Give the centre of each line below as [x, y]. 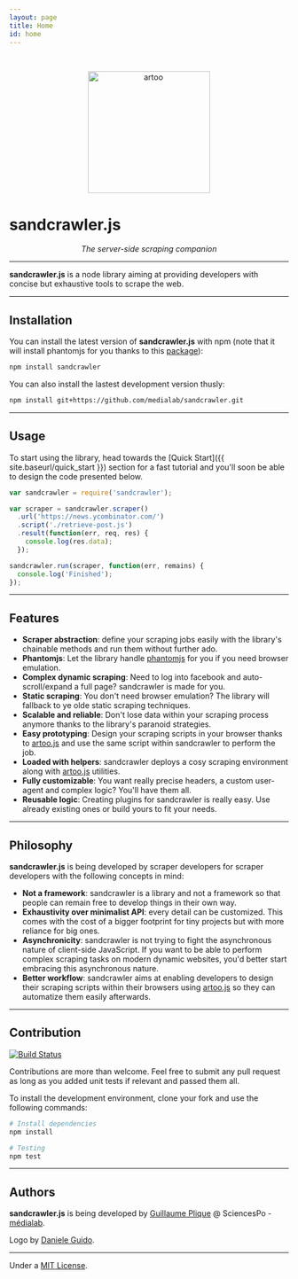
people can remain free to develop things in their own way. [129, 903]
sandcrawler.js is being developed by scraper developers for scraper [137, 867]
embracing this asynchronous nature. [90, 969]
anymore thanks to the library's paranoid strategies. [117, 724]
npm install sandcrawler [55, 367]
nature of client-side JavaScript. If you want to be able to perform [142, 950]
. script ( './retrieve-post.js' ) [75, 525]
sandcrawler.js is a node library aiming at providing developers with [134, 275]
